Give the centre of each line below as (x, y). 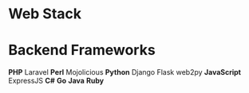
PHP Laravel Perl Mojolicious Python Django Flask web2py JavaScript (125, 72)
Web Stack (45, 14)
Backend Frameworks (82, 50)
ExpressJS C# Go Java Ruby (56, 81)
